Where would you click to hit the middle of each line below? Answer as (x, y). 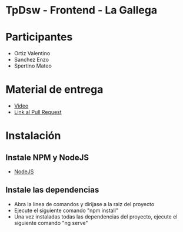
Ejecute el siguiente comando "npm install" (66, 210)
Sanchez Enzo (31, 60)
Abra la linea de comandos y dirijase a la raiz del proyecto (84, 204)
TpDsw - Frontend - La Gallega (81, 10)
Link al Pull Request (38, 112)
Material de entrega (54, 90)
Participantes (39, 37)
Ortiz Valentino (32, 53)
